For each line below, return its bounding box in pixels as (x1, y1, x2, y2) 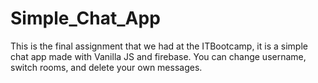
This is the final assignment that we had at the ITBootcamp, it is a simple (10, 40, 308, 52)
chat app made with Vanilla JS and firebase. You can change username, (10, 50, 307, 62)
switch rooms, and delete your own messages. (10, 61, 203, 73)
